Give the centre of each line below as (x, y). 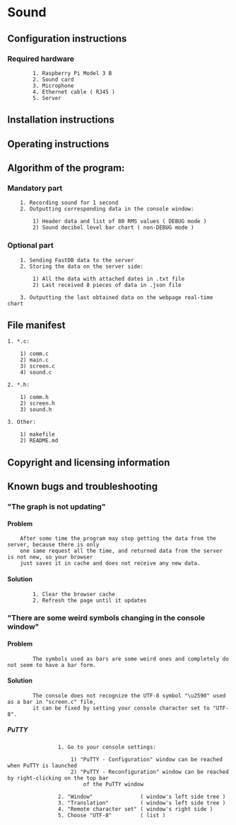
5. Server (47, 98)
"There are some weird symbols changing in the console (106, 618)
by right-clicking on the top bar (58, 778)
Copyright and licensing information (89, 462)
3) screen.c (37, 366)
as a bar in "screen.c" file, (52, 702)
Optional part (31, 245)
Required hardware (41, 59)
